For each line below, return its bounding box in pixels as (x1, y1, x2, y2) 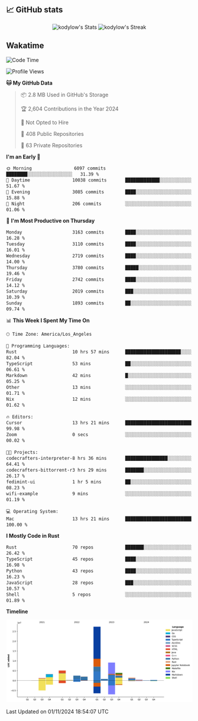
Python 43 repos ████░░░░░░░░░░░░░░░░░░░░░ (6, 568, 192, 574)
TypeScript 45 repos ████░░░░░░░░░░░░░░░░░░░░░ (6, 556, 192, 562)
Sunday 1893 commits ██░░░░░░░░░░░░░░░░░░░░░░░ (6, 300, 192, 306)
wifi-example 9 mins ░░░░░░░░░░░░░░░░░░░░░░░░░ (6, 491, 192, 496)
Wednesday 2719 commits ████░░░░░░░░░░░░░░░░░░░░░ (6, 253, 192, 259)
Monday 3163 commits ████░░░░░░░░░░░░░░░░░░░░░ (6, 229, 192, 235)
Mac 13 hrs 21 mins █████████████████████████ (6, 516, 192, 522)
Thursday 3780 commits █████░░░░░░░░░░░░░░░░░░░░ (6, 265, 192, 271)
